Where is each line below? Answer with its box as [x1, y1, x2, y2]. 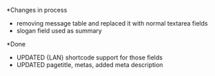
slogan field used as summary [16, 27, 103, 35]
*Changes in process [6, 6, 68, 14]
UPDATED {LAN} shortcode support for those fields [16, 53, 163, 61]
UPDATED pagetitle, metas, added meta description [16, 61, 163, 68]
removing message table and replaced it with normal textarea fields [16, 19, 208, 27]
